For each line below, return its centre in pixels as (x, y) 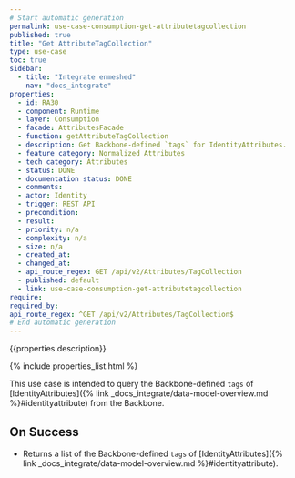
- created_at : (44, 255)
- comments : (41, 188)
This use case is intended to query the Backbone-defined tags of (132, 384)
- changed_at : (44, 264)
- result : (36, 221)
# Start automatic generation (67, 18)
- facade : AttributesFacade (71, 128)
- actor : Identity (53, 196)
